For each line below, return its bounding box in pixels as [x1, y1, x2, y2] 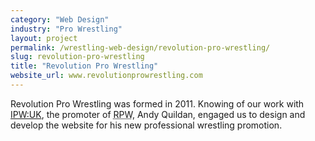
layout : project [10, 33, 78, 43]
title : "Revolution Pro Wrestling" [10, 61, 159, 71]
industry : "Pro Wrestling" [10, 24, 123, 34]
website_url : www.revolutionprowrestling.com [10, 71, 203, 81]
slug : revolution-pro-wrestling [10, 52, 145, 62]
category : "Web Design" [10, 14, 110, 25]
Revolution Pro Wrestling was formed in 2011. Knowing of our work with [10, 97, 305, 110]
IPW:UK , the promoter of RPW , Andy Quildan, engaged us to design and [10, 108, 306, 120]
